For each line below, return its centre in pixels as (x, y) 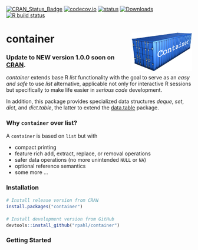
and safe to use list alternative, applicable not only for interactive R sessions (99, 84)
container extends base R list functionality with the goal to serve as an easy (98, 78)
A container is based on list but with (52, 136)
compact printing (36, 147)
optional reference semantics (50, 166)
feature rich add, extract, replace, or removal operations (83, 154)
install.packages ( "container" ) (44, 206)
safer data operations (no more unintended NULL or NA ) (80, 159)
